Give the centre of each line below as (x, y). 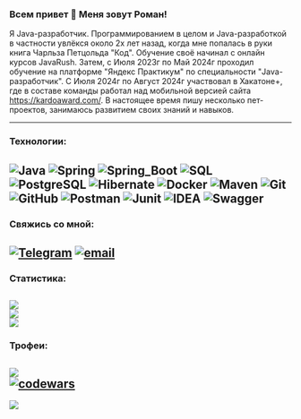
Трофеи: (29, 346)
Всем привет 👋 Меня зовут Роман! (88, 14)
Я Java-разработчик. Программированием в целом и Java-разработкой (148, 34)
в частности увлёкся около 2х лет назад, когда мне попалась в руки (141, 43)
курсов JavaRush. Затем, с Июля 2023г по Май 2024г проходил (132, 63)
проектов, (28, 110)
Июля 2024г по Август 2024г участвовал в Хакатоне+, (178, 81)
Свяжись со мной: (52, 224)
